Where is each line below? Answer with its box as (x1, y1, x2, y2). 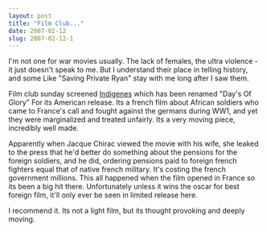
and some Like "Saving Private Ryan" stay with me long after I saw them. (8, 73, 249, 83)
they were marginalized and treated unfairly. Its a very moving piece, (8, 114, 236, 125)
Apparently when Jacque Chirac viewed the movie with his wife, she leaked (8, 139, 259, 149)
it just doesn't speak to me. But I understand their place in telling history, (8, 65, 249, 75)
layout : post (8, 11, 52, 20)
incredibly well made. (8, 123, 79, 133)
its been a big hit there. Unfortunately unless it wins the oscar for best (8, 182, 240, 192)
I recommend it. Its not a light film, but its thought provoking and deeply (8, 206, 245, 216)
